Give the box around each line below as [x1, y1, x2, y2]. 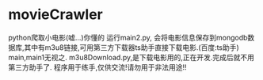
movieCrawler [8, 6, 103, 24]
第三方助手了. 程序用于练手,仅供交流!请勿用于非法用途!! [8, 62, 188, 72]
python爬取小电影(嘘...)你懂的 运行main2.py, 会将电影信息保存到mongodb [8, 32, 248, 42]
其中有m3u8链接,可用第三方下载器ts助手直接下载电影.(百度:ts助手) [24, 42, 239, 52]
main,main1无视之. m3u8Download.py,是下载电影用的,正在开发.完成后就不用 [8, 52, 255, 62]
